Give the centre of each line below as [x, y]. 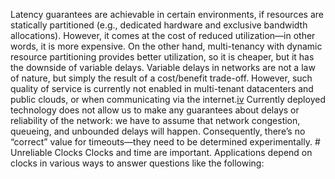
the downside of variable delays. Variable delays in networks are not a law [163, 67]
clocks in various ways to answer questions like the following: [137, 163]
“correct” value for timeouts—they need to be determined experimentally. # [165, 142]
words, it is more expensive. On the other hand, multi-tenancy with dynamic [166, 46]
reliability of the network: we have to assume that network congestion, [155, 120]
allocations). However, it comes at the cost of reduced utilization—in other [163, 35]
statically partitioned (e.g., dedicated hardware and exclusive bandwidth [159, 25]
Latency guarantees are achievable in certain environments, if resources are [167, 14]
